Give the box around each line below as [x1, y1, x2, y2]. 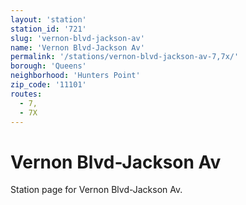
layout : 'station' [10, 14, 87, 25]
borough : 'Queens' [10, 61, 87, 71]
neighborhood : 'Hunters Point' [10, 71, 141, 81]
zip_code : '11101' [10, 80, 87, 90]
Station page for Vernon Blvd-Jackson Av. [10, 184, 183, 196]
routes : [10, 89, 43, 99]
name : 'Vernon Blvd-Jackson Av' [10, 42, 145, 53]
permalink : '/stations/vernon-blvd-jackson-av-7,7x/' [10, 52, 240, 62]
